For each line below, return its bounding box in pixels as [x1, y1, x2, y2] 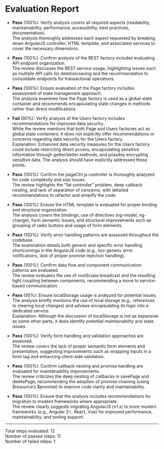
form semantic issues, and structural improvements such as [31, 217, 151, 223]
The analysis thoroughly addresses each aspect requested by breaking [12, 35, 155, 41]
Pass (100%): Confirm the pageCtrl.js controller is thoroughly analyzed [12, 171, 155, 177]
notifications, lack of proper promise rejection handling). [12, 252, 125, 258]
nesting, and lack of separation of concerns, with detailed [12, 187, 128, 193]
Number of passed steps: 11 [5, 433, 61, 439]
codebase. [12, 237, 34, 243]
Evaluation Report [5, 3, 79, 15]
